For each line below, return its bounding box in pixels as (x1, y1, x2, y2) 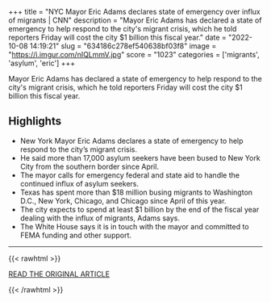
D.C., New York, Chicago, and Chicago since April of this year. (19, 195, 227, 205)
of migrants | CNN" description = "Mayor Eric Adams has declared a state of (8, 15, 262, 25)
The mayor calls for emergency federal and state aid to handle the (19, 170, 240, 180)
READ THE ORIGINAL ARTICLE (8, 269, 110, 279)
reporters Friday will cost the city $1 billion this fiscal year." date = (8, 32, 227, 42)
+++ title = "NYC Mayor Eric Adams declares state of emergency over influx (8, 7, 261, 16)
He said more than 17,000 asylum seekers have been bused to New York (19, 153, 261, 162)
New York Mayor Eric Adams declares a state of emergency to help (19, 136, 244, 145)
